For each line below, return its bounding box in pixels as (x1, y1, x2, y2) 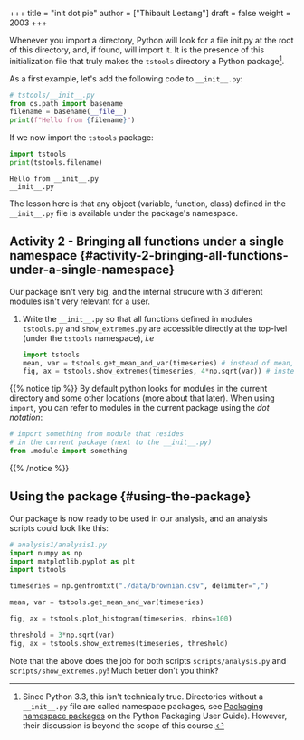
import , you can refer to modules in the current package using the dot (9, 403, 270, 413)
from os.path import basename (9, 99, 124, 108)
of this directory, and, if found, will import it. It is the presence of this (9, 44, 265, 55)
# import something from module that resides (9, 430, 184, 439)
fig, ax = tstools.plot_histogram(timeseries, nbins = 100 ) (9, 614, 233, 623)
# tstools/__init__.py (9, 90, 95, 100)
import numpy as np (9, 548, 83, 557)
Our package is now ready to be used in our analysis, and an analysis (9, 513, 269, 524)
